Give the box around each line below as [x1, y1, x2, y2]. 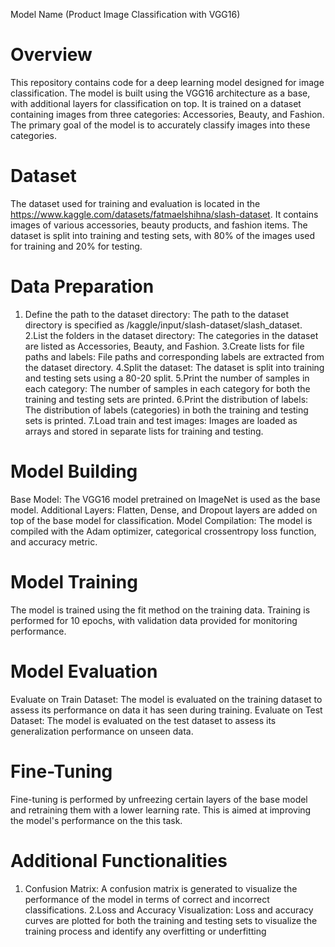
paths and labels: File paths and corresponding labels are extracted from [24, 350, 325, 363]
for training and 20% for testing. [10, 240, 143, 252]
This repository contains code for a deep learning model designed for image [10, 76, 325, 88]
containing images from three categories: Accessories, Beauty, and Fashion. [10, 108, 325, 120]
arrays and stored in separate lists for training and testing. [24, 425, 264, 437]
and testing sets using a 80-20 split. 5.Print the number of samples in [24, 372, 310, 384]
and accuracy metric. [10, 535, 98, 548]
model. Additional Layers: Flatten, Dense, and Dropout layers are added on [10, 504, 318, 516]
